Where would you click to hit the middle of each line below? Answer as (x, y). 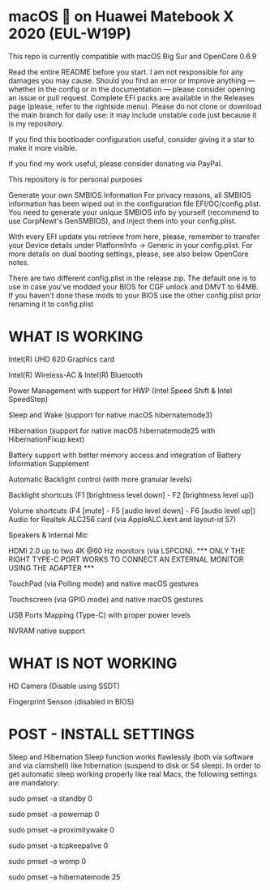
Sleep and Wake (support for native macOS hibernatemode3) (111, 415)
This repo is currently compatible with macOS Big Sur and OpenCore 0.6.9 (133, 56)
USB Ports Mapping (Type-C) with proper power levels (100, 614)
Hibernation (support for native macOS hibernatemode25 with (112, 430)
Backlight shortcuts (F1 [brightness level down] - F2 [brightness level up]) (131, 494)
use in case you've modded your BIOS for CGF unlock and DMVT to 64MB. (134, 286)
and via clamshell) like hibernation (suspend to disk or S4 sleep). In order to (135, 765)
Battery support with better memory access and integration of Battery (125, 455)
